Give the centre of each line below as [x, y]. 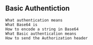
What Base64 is [21, 25]
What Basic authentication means [41, 33]
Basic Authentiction [38, 8]
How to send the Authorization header [46, 38]
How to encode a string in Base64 [42, 29]
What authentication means [34, 20]
